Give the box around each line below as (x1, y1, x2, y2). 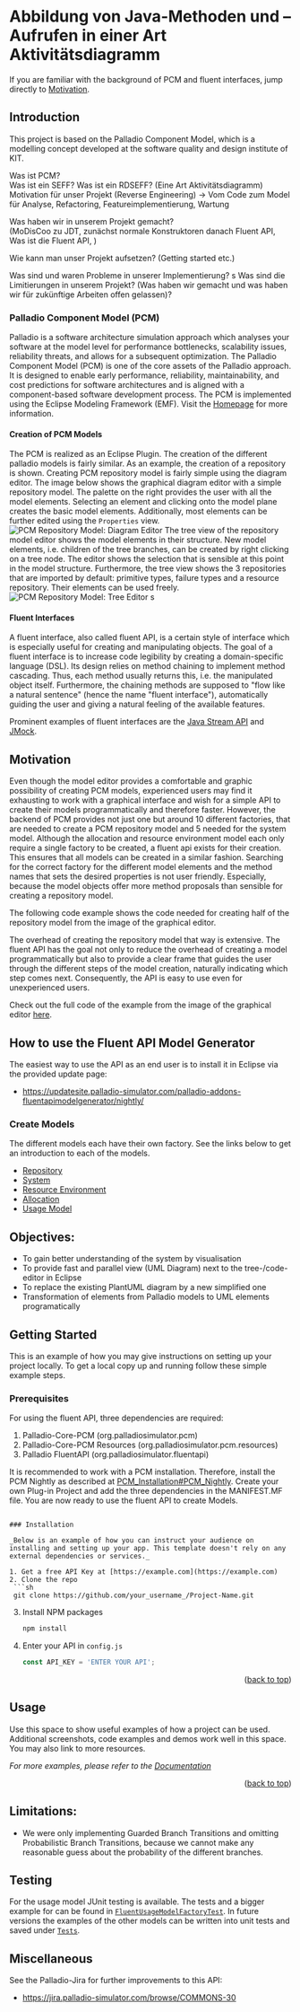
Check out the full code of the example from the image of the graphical (9, 999, 271, 1011)
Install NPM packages (21, 1607, 103, 1618)
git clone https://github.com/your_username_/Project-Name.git (13, 1591, 254, 1600)
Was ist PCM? (9, 170, 61, 180)
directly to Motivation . (9, 83, 90, 94)
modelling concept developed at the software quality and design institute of (9, 143, 288, 154)
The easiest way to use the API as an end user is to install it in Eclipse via (9, 1059, 279, 1070)
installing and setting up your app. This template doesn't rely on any (9, 1544, 287, 1553)
